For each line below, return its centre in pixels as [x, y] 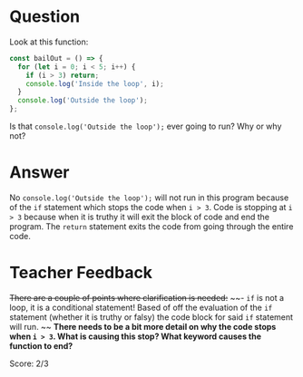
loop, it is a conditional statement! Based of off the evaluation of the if [141, 307]
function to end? [41, 345]
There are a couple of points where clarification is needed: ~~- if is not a [147, 297]
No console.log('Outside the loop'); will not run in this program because [149, 198]
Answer [39, 173]
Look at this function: [49, 42]
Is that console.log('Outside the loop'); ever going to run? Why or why [146, 126]
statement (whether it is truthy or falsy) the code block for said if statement [151, 317]
